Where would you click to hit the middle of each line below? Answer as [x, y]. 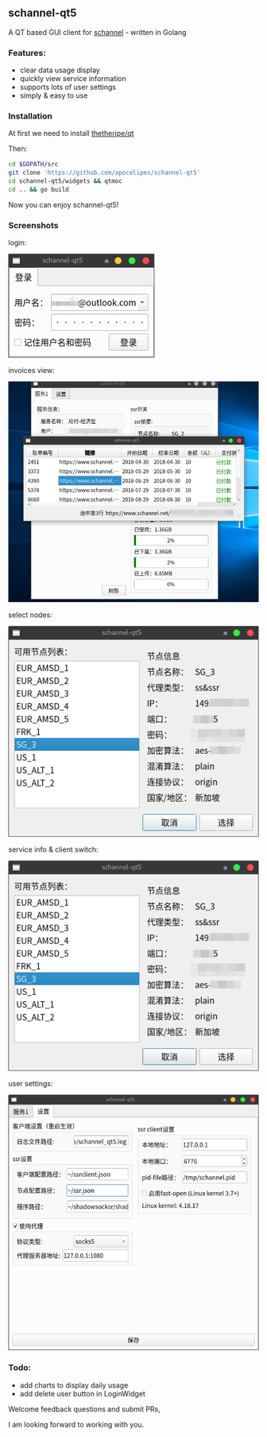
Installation [31, 116]
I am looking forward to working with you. [76, 1424]
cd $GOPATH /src [33, 165]
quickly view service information [73, 79]
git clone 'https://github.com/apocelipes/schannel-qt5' [104, 173]
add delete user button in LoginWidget [82, 1393]
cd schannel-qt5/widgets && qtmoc [66, 181]
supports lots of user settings [68, 87]
